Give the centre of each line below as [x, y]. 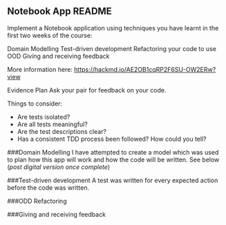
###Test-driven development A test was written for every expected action [113, 180]
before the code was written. [48, 187]
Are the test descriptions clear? [62, 131]
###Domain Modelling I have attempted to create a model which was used [113, 152]
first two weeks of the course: [50, 35]
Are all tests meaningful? [52, 124]
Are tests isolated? [44, 117]
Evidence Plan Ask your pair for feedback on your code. [87, 90]
